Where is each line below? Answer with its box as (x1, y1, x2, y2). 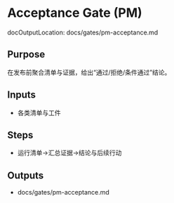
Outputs (7, 169, 44, 181)
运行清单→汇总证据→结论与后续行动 (17, 149, 122, 157)
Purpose (7, 48, 46, 60)
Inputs (7, 89, 36, 101)
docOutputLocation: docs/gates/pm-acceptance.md (7, 28, 159, 37)
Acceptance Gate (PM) (7, 5, 142, 21)
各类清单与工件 (17, 108, 61, 117)
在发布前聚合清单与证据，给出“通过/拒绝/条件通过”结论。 (7, 68, 171, 77)
